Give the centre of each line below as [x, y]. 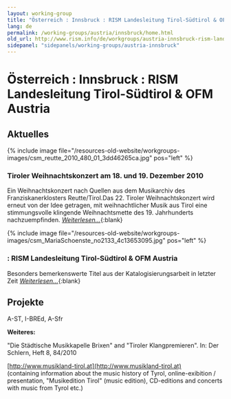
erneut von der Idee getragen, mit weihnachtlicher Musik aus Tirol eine [107, 205]
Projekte [25, 302]
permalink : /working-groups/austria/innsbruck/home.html [90, 33]
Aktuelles [28, 134]
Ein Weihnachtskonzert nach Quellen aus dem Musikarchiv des [96, 191]
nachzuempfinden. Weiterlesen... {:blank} [65, 220]
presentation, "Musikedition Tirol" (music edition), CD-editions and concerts [115, 381]
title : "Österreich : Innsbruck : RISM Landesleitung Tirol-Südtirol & [112, 20]
